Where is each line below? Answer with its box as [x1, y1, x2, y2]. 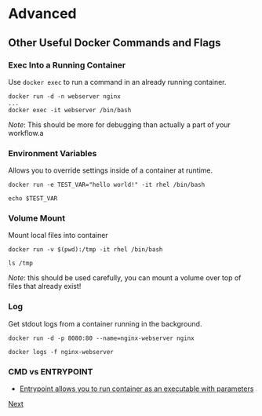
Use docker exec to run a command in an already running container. [8, 77, 227, 86]
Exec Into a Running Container [8, 60, 126, 71]
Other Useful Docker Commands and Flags [8, 36, 221, 49]
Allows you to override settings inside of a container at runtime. [8, 166, 213, 175]
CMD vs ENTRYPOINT [8, 366, 93, 377]
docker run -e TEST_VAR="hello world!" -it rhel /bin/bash [8, 181, 206, 189]
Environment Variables [8, 148, 97, 159]
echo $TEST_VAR [8, 195, 58, 203]
